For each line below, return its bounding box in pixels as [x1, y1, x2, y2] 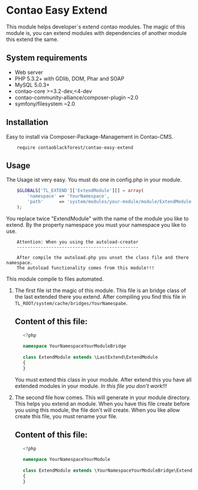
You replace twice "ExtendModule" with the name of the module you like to [6, 214, 189, 222]
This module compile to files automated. [6, 275, 104, 282]
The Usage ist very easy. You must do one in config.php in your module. [6, 176, 182, 184]
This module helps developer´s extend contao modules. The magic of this [6, 23, 186, 30]
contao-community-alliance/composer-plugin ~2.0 [14, 94, 139, 101]
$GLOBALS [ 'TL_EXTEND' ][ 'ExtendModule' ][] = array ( [17, 188, 144, 194]
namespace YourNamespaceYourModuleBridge [22, 343, 126, 350]
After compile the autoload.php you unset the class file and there [17, 254, 189, 261]
